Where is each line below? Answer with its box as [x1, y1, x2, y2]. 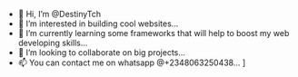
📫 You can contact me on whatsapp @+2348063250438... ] [17, 57, 246, 68]
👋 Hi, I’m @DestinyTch [17, 9, 102, 19]
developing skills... [17, 37, 88, 48]
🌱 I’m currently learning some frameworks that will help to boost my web [17, 28, 290, 38]
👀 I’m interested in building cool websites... [17, 18, 179, 29]
